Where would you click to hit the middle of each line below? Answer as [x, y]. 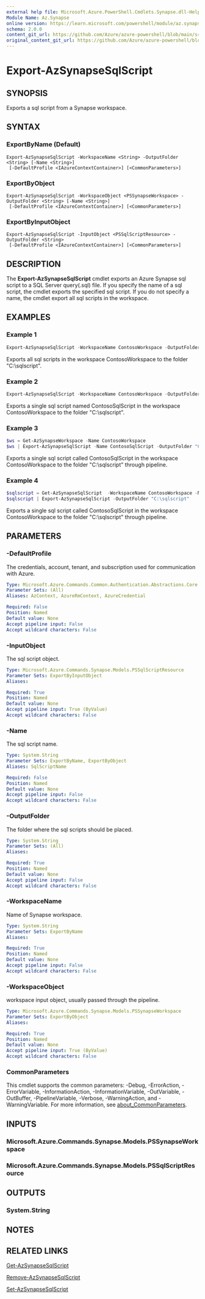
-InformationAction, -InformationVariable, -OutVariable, [112, 1092]
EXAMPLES [28, 318]
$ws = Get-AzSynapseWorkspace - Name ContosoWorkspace [76, 441]
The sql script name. [32, 744]
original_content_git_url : [41, 40]
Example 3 [22, 428]
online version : [27, 23]
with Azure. [21, 573]
